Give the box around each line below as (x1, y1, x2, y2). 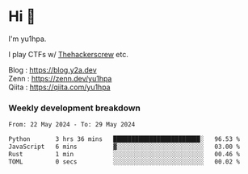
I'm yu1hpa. (8, 34, 47, 43)
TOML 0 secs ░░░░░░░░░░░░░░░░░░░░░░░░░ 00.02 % (8, 157, 241, 166)
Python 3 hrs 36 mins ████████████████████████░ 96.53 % (8, 135, 241, 143)
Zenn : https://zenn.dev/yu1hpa (8, 73, 112, 83)
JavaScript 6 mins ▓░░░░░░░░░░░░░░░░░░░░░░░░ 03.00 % (8, 143, 241, 151)
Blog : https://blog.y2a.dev (8, 64, 97, 75)
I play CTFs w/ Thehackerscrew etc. (8, 49, 129, 59)
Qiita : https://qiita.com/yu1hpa (8, 82, 111, 92)
